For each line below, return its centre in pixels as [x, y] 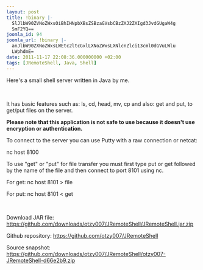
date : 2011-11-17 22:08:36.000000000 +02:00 [64, 57]
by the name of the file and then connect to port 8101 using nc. [85, 170]
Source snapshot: [28, 247]
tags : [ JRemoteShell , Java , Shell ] [52, 63]
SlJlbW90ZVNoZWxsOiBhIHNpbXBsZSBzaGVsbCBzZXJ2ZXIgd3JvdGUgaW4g [94, 23]
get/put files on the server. [40, 110]
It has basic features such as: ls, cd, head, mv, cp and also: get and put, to [100, 103]
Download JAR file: [30, 217]
